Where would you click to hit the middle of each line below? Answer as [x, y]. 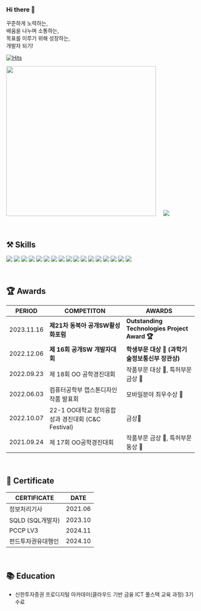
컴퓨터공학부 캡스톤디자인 [83, 390]
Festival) [61, 427]
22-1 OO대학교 [71, 410]
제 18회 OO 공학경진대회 [82, 374]
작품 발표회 [64, 399]
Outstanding [144, 321]
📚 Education [31, 576]
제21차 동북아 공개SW [79, 326]
